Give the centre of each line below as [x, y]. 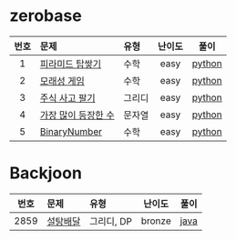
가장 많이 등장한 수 [77, 115]
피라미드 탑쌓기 [71, 64]
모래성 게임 [62, 81]
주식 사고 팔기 [67, 98]
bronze [156, 221]
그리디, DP [111, 221]
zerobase [46, 16]
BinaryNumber [71, 131]
